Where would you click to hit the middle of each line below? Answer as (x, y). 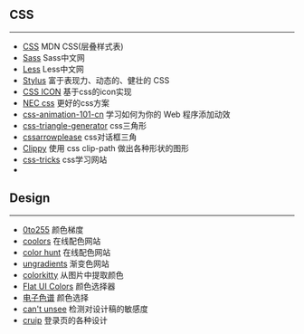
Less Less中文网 (53, 69)
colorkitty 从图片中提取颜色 (73, 274)
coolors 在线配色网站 (62, 241)
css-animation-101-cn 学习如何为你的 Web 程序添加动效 (126, 114)
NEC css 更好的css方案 (66, 102)
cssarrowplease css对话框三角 (80, 137)
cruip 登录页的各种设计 (65, 320)
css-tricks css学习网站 (65, 159)
